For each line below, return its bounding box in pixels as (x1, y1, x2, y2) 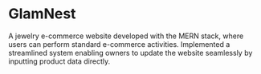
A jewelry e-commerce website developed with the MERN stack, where (8, 31, 244, 41)
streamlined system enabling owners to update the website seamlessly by (8, 48, 253, 57)
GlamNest (8, 5, 76, 23)
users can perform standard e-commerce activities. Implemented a (8, 39, 230, 49)
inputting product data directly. (8, 56, 111, 66)
